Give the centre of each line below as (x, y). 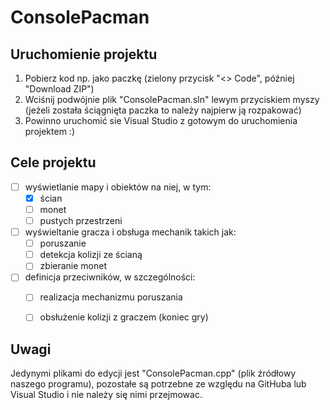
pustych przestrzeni (81, 220)
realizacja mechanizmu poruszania (111, 297)
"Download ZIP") (59, 89)
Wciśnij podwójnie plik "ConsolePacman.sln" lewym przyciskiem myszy (172, 99)
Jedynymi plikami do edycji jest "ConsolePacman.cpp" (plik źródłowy (153, 373)
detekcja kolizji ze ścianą (91, 255)
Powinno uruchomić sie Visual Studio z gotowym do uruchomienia (161, 120)
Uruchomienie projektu (84, 54)
